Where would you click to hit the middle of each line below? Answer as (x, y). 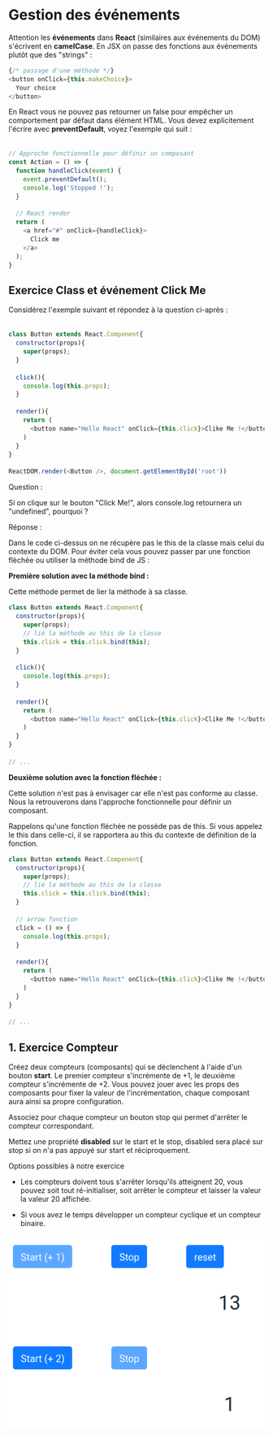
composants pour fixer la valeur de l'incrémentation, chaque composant (129, 1093)
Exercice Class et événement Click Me (107, 290)
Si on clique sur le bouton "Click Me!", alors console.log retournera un (125, 503)
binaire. (33, 1224)
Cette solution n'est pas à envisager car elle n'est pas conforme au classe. (133, 793)
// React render (43, 214)
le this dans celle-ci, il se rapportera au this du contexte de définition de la (133, 835)
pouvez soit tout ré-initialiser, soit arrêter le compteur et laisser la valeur (141, 1190)
